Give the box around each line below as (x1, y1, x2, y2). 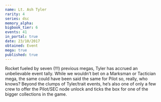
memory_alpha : (5, 20, 34, 26)
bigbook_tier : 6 (5, 25, 38, 30)
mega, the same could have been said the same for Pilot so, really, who (5, 76, 148, 82)
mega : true (5, 48, 27, 52)
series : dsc (5, 16, 29, 21)
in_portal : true (5, 34, 38, 39)
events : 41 (5, 30, 27, 34)
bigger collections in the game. (5, 91, 67, 97)
